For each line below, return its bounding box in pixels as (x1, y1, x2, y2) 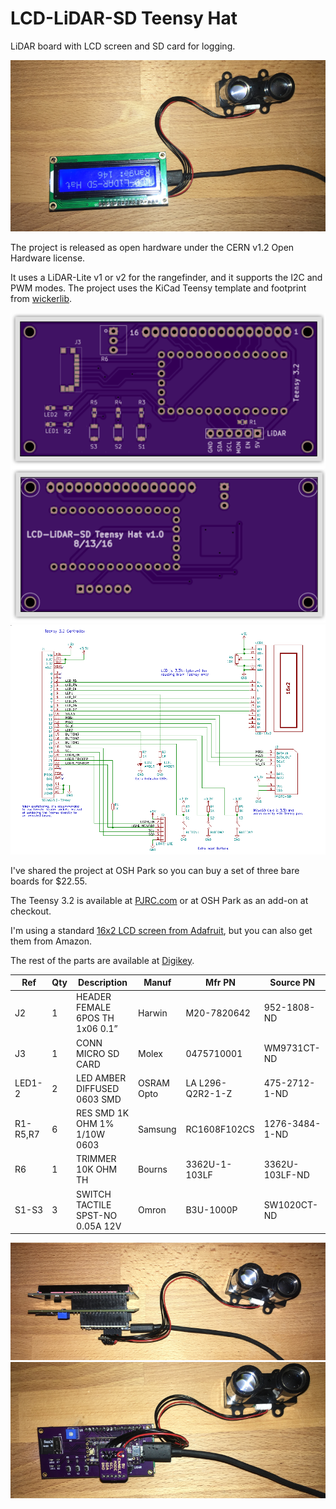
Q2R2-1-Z (185, 1088, 233, 1100)
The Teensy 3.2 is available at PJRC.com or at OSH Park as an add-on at (10, 894, 309, 906)
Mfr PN (205, 977, 236, 989)
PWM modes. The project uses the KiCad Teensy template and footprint (10, 282, 307, 294)
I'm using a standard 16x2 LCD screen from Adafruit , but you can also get (10, 924, 313, 936)
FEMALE (76, 1002, 112, 1014)
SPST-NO (76, 1209, 118, 1221)
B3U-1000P (185, 1204, 238, 1216)
